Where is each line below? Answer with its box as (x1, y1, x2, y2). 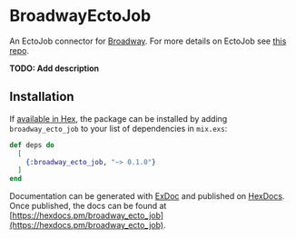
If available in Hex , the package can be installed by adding (9, 113, 228, 124)
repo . (9, 45, 30, 55)
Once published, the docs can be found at (9, 201, 167, 212)
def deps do (9, 140, 54, 150)
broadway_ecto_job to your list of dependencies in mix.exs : (9, 123, 228, 134)
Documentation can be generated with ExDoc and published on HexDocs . (9, 191, 285, 202)
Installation (9, 89, 74, 105)
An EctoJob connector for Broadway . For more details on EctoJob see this (9, 35, 287, 46)
